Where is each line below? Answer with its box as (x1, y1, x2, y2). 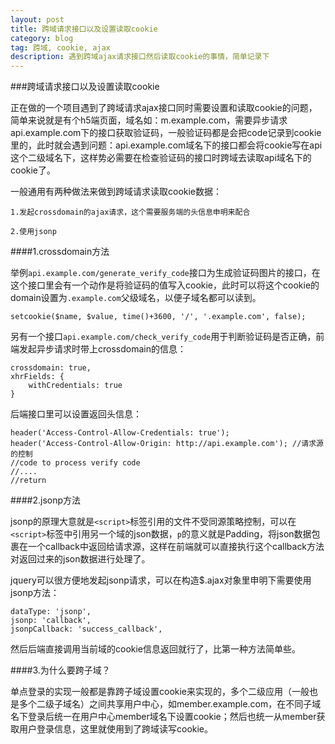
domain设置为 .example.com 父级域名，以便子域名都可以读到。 (10, 292, 262, 304)
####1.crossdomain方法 (10, 246, 110, 258)
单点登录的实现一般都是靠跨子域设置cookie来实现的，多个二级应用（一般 (10, 686, 310, 698)
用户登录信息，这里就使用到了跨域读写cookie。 (18, 723, 214, 735)
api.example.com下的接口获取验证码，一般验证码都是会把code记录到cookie (10, 127, 322, 139)
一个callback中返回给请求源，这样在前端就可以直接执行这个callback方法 (27, 541, 325, 553)
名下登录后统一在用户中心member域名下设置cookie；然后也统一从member (10, 711, 317, 723)
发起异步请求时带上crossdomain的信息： (18, 343, 187, 355)
